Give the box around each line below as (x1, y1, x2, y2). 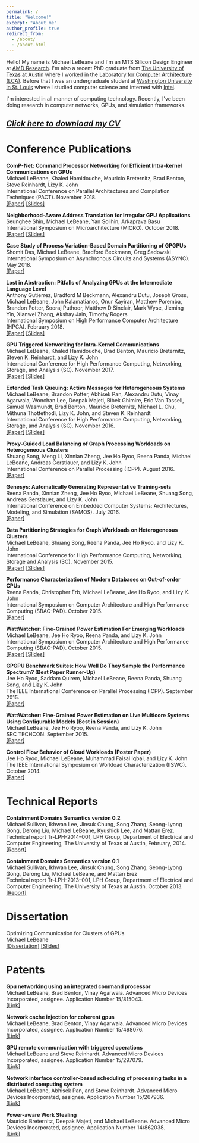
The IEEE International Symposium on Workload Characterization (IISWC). (6, 761, 187, 769)
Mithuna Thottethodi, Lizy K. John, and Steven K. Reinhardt (6, 410, 151, 417)
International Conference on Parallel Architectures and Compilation (6, 188, 170, 195)
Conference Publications (6, 142, 132, 156)
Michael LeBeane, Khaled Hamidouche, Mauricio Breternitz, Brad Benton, (6, 175, 185, 182)
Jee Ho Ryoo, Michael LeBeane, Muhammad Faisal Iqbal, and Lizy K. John (6, 755, 188, 762)
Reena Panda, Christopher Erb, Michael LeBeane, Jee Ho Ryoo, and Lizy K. (6, 589, 190, 596)
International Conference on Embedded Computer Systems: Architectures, (6, 502, 188, 510)
